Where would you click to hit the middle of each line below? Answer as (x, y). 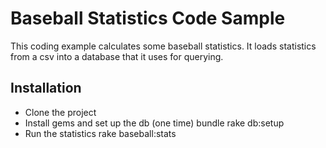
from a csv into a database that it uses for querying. (117, 56)
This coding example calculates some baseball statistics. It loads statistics (163, 46)
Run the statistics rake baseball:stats (100, 133)
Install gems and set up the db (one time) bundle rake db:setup (154, 123)
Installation (46, 88)
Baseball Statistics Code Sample (148, 18)
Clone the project (60, 112)
